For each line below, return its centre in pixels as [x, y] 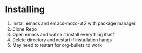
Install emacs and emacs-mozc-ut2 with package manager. [74, 23]
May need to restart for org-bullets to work [57, 45]
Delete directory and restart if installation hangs [62, 40]
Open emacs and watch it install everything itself [63, 34]
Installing [25, 9]
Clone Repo [24, 29]
